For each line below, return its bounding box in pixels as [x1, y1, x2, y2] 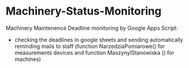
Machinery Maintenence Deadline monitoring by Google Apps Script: [5, 24, 178, 32]
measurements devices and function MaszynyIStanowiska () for [14, 49, 174, 56]
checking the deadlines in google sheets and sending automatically [14, 36, 184, 43]
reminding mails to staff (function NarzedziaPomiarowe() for [14, 42, 165, 50]
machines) [14, 55, 41, 63]
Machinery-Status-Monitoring [5, 4, 162, 18]
